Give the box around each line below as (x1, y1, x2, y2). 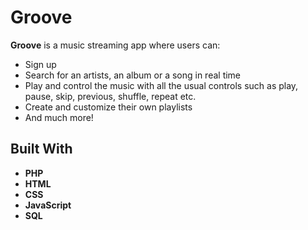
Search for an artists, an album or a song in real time (24, 69, 242, 81)
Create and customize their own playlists (24, 101, 193, 113)
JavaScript (24, 199, 72, 211)
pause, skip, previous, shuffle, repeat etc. (24, 90, 197, 102)
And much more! (24, 111, 94, 123)
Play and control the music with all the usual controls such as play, (24, 79, 299, 91)
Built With (10, 141, 73, 158)
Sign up (24, 58, 57, 70)
